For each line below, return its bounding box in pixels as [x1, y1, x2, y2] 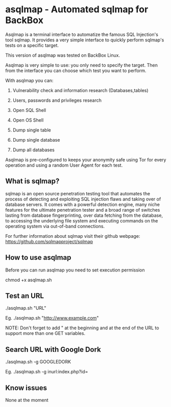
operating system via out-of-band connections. [5, 223, 105, 229]
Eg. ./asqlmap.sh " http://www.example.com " [5, 315, 99, 321]
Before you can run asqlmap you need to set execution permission [5, 267, 145, 273]
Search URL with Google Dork [5, 345, 101, 354]
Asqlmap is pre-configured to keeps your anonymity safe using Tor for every [5, 156, 166, 163]
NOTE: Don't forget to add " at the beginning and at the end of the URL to [5, 325, 159, 331]
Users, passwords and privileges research [12, 97, 102, 103]
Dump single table [12, 127, 51, 133]
